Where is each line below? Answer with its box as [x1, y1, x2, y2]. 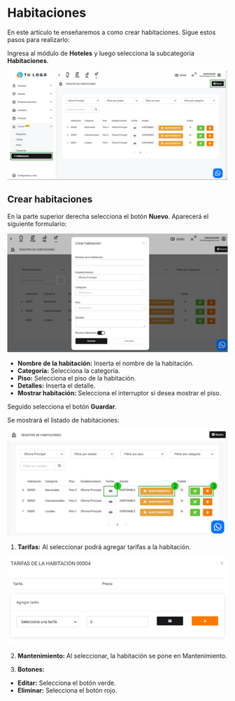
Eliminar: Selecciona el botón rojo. [17, 686, 117, 695]
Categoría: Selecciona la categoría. [17, 367, 120, 375]
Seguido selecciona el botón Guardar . [7, 402, 117, 411]
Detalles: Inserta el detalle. [17, 381, 96, 390]
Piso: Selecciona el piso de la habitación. [17, 374, 136, 383]
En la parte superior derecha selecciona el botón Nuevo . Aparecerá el [7, 212, 209, 220]
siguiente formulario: [7, 219, 67, 228]
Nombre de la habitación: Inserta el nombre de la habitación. [17, 359, 194, 368]
